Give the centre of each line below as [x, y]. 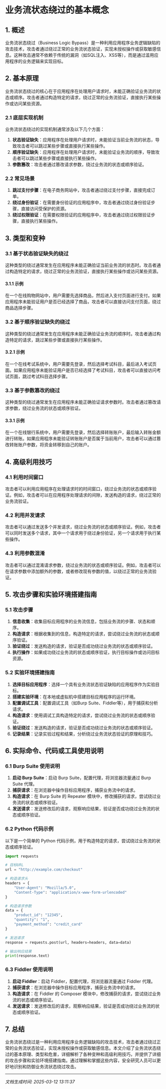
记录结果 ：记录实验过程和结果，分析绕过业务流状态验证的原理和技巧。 [84, 734]
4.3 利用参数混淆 [25, 553]
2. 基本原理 [22, 78]
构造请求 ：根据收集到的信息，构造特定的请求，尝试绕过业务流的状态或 [84, 634]
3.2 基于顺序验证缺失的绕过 [38, 322]
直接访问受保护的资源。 [45, 209]
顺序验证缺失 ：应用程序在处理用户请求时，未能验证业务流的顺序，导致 [84, 152]
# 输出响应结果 [19, 951]
